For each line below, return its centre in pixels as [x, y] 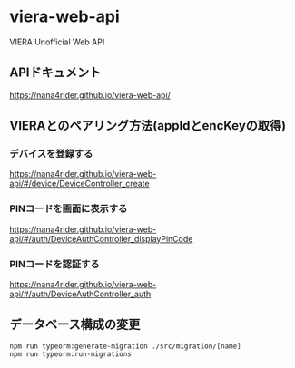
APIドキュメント [55, 73]
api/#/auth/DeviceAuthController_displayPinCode [101, 238]
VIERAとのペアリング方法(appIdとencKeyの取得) [148, 126]
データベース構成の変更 [75, 325]
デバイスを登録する [51, 154]
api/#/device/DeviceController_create [79, 184]
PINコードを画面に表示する [69, 208]
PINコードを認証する [54, 264]
